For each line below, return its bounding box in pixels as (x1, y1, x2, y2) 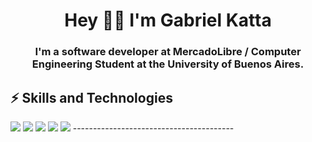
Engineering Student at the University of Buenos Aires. (31, 57, 305, 71)
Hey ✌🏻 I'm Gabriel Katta (64, 9, 272, 32)
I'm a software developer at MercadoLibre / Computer (34, 45, 302, 59)
